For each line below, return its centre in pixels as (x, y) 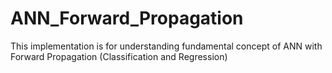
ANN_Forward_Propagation (127, 18)
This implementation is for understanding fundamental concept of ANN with (166, 46)
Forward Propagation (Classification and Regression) (119, 56)
